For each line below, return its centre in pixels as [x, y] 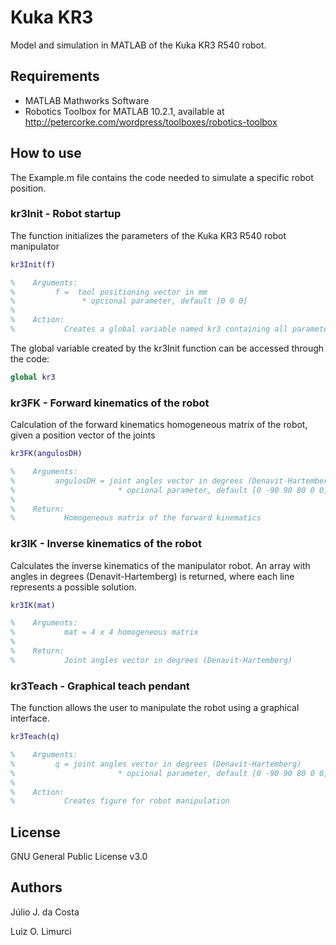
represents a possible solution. [73, 587]
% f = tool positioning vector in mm [109, 292]
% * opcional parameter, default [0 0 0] [129, 301]
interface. [30, 718]
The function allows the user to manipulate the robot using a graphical [155, 708]
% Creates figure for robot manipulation [120, 801]
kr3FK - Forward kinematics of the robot [110, 403]
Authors [36, 887]
